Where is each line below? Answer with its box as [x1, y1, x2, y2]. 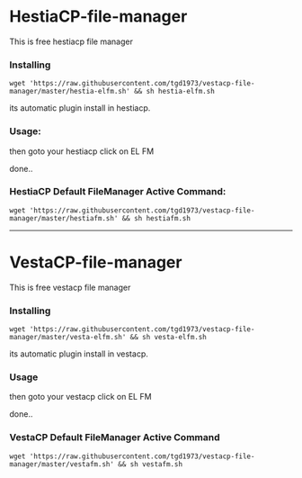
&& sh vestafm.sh [118, 459, 182, 469]
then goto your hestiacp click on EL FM [9, 146, 155, 157]
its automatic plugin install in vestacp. [9, 348, 148, 359]
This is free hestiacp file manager [9, 36, 133, 47]
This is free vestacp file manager [9, 282, 131, 293]
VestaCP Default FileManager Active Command [9, 431, 220, 444]
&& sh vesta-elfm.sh [129, 333, 207, 342]
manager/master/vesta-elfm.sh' [9, 333, 127, 342]
